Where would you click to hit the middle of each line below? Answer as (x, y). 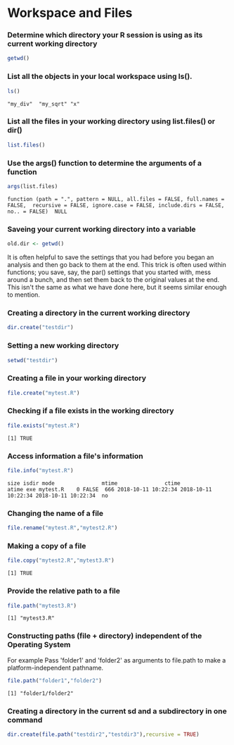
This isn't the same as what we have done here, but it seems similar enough (117, 288)
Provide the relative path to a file (64, 591)
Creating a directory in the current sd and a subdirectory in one (117, 711)
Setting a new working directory (63, 345)
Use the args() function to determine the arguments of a (105, 163)
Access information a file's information (75, 456)
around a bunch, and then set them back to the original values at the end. (113, 280)
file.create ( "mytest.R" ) (44, 393)
